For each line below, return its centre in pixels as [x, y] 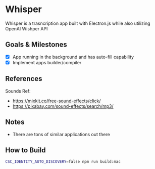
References [24, 79]
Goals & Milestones [36, 45]
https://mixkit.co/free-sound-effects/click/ [57, 101]
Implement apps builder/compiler [47, 62]
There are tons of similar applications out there [61, 134]
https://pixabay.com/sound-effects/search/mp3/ [63, 106]
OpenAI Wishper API [27, 28]
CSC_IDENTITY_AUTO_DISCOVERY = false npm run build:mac [63, 162]
